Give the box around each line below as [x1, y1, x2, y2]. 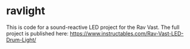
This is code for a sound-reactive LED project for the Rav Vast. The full [6, 24, 180, 31]
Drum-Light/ [6, 36, 37, 43]
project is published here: [6, 30, 69, 37]
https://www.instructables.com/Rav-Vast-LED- [69, 30, 184, 37]
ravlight [6, 4, 46, 18]
